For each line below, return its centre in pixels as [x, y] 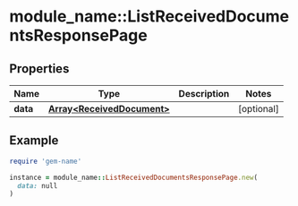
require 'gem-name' [46, 161]
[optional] [259, 109]
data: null [38, 185]
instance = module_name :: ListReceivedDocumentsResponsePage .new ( [133, 177]
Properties [39, 69]
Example [34, 141]
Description [204, 94]
